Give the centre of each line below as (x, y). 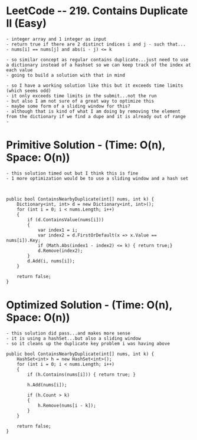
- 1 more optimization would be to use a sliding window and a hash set (97, 178)
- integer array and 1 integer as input (57, 39)
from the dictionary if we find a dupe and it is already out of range (96, 116)
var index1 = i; (58, 230)
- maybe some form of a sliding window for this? (68, 106)
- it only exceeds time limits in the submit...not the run (82, 96)
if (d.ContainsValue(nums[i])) (66, 219)
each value (19, 70)
